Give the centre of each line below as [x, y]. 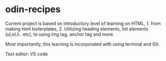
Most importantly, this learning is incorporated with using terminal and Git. [82, 44]
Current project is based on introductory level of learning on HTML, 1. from [83, 23]
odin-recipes [33, 9]
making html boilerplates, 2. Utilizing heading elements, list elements [77, 28]
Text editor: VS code [27, 54]
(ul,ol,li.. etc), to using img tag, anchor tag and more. [60, 34]
